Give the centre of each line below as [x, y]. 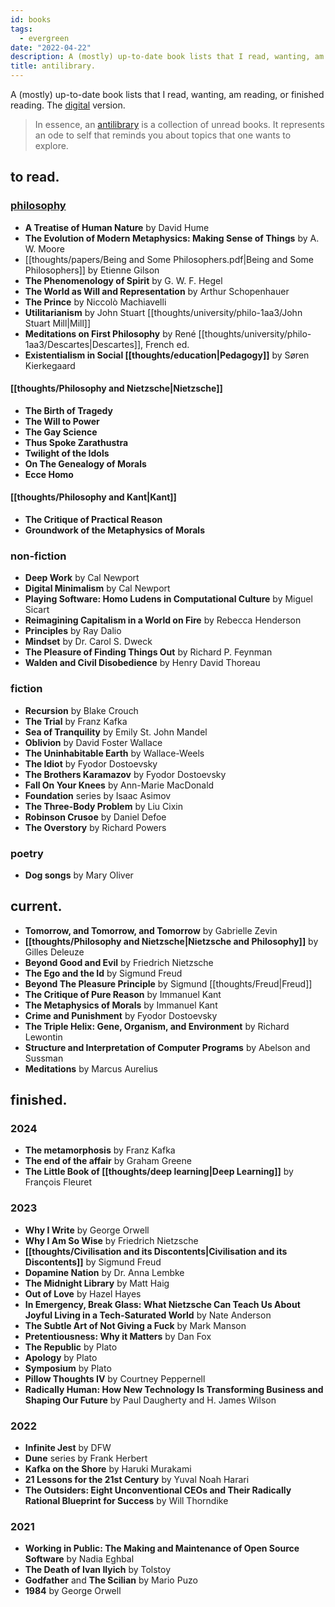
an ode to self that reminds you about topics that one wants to [163, 135]
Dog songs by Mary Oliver [79, 875]
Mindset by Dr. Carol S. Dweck [88, 642]
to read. [35, 177]
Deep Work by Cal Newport [82, 578]
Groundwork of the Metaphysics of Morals [115, 530]
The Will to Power [62, 421]
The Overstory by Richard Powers [95, 827]
